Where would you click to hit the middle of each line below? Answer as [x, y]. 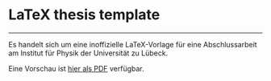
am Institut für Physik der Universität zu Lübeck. [88, 53]
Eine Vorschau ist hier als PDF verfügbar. [77, 68]
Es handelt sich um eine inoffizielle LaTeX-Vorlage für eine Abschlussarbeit [133, 44]
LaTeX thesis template [84, 15]
